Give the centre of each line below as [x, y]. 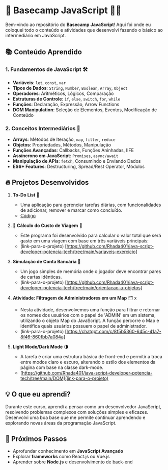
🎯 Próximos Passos [36, 439]
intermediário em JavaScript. [36, 35]
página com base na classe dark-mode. [62, 367]
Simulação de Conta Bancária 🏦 [47, 261]
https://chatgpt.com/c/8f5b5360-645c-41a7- [114, 331]
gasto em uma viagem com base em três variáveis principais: [85, 241]
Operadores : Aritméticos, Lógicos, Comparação [63, 93]
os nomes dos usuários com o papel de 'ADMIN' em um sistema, [88, 315]
